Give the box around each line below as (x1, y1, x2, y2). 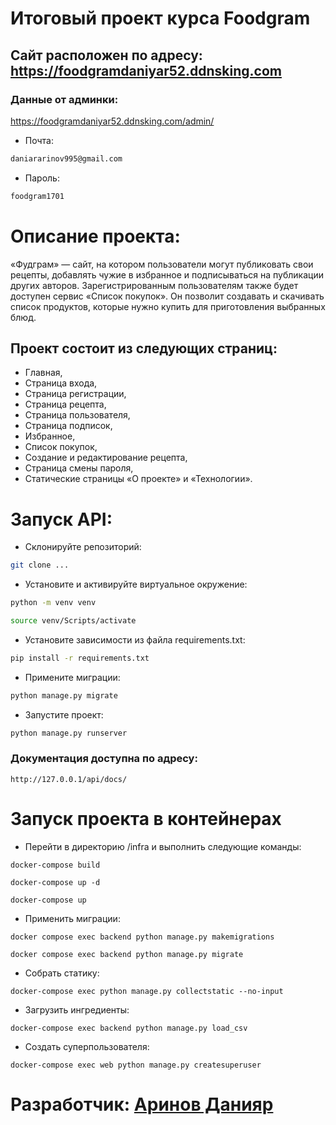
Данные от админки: (10, 92, 119, 106)
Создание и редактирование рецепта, (24, 452, 188, 464)
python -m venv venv (10, 598, 97, 608)
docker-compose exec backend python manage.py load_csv (10, 1023, 248, 1033)
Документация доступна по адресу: (10, 752, 198, 766)
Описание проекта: (10, 225, 181, 247)
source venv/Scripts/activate (10, 616, 137, 626)
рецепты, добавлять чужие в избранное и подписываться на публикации (10, 268, 324, 281)
